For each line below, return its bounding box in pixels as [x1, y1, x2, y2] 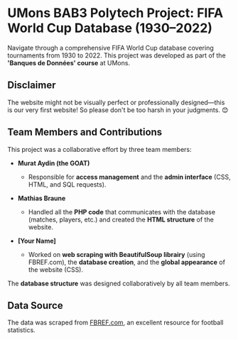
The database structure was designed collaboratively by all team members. [7, 279, 230, 287]
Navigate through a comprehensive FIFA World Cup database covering [7, 43, 215, 52]
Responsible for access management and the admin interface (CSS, [28, 172, 231, 181]
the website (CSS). [28, 265, 84, 274]
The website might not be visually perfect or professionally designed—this [7, 98, 225, 106]
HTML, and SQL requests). [28, 180, 107, 189]
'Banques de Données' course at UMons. [7, 58, 130, 67]
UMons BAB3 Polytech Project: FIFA [7, 5, 224, 21]
